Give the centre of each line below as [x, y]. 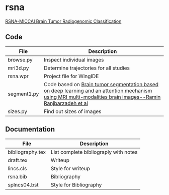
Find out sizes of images [72, 111]
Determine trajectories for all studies [87, 68]
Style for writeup [70, 168]
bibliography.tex [27, 152]
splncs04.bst [23, 184]
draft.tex [18, 160]
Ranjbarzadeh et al [66, 103]
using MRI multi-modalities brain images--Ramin [102, 97]
